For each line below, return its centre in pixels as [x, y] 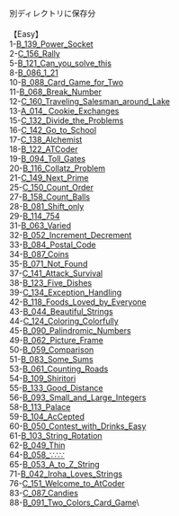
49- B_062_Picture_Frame [56, 340]
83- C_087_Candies [44, 493]
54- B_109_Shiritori [43, 378]
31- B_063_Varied [40, 226]
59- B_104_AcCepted [47, 417]
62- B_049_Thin [37, 445]
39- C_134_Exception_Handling [66, 292]
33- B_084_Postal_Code [53, 245]
